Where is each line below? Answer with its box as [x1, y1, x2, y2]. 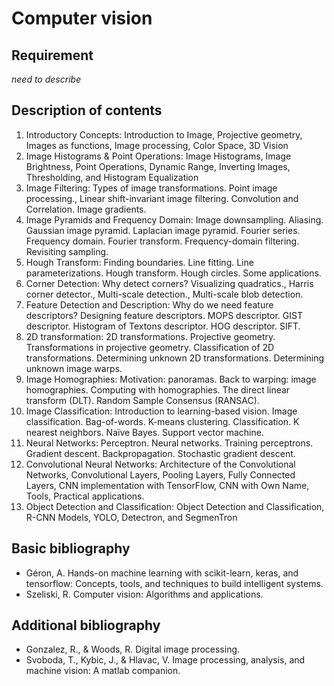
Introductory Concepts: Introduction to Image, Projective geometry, [25, 128, 303, 141]
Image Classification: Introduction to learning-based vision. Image [25, 405, 298, 417]
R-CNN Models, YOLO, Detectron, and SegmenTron [25, 511, 238, 523]
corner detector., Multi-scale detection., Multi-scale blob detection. [25, 288, 304, 300]
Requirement [11, 47, 94, 64]
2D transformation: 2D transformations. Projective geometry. [25, 330, 276, 342]
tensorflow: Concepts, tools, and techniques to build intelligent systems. [25, 577, 324, 589]
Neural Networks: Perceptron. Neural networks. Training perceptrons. [25, 437, 314, 449]
